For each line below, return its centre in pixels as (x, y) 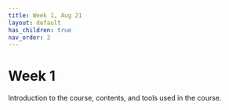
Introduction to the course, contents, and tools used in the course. (115, 98)
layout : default (35, 23)
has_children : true (40, 30)
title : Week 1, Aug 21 (45, 15)
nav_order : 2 (29, 37)
